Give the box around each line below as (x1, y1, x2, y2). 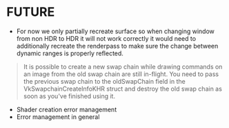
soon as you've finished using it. (23, 91, 115, 100)
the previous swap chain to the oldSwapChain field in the (23, 77, 186, 85)
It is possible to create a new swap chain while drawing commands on (23, 62, 223, 71)
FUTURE (6, 4, 55, 20)
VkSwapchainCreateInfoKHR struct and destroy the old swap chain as (23, 84, 222, 93)
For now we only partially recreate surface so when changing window (16, 27, 215, 35)
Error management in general (16, 112, 100, 121)
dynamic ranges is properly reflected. (16, 49, 123, 57)
